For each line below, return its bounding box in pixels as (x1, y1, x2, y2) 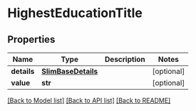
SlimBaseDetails (41, 66, 98, 76)
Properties (7, 33, 56, 46)
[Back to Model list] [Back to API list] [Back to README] (7, 96, 171, 105)
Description (104, 55, 145, 64)
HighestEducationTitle (7, 5, 143, 21)
